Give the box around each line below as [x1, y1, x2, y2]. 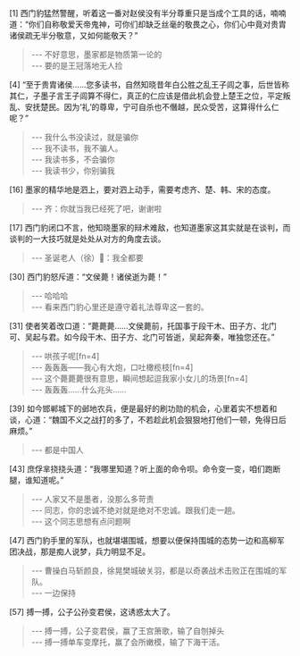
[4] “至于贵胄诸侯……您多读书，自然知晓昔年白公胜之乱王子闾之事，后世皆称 [9, 80, 290, 89]
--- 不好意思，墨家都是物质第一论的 [30, 49, 162, 60]
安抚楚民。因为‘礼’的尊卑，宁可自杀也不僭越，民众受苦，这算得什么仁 [24, 102, 279, 112]
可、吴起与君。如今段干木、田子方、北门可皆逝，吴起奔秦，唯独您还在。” [9, 332, 275, 342]
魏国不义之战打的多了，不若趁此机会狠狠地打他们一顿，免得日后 [52, 415, 287, 425]
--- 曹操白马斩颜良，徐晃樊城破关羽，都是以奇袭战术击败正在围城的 [30, 566, 279, 576]
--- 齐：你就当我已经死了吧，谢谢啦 [30, 204, 162, 214]
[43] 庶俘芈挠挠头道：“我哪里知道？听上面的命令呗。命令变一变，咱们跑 [9, 464, 274, 474]
